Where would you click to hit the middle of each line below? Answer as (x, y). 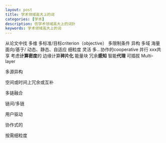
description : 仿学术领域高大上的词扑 (40, 24)
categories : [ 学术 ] (25, 19)
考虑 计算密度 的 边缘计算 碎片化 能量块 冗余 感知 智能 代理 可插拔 (75, 56)
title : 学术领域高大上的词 (30, 14)
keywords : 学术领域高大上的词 (33, 28)
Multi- (147, 56)
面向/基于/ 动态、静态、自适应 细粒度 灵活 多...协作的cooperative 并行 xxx (81, 49)
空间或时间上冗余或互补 (29, 82)
